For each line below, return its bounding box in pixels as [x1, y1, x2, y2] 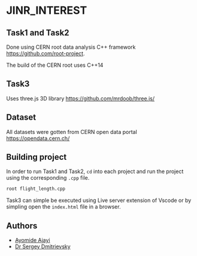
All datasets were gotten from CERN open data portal [6, 128, 138, 135]
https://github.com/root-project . [6, 50, 85, 57]
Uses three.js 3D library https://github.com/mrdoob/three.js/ [6, 94, 155, 102]
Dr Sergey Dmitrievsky [14, 243, 71, 250]
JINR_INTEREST [6, 4, 87, 17]
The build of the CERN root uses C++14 [6, 61, 104, 69]
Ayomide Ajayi [14, 237, 50, 244]
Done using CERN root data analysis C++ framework [6, 43, 136, 50]
